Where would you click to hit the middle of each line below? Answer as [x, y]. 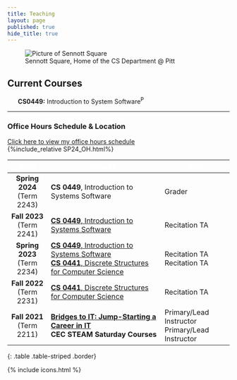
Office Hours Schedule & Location [66, 126]
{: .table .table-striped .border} [52, 356]
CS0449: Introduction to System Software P [81, 101]
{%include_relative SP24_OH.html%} [61, 149]
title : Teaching [31, 14]
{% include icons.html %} [44, 370]
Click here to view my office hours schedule [71, 142]
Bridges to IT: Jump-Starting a [103, 317]
